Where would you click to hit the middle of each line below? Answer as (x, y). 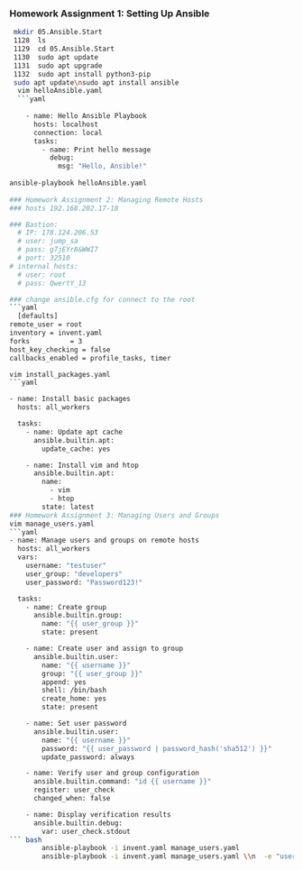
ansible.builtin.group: (78, 616)
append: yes (64, 682)
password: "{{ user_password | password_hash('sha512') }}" (157, 748)
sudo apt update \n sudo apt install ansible (96, 82)
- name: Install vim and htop (83, 465)
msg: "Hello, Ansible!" (102, 166)
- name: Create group (66, 607)
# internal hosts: (44, 266)
